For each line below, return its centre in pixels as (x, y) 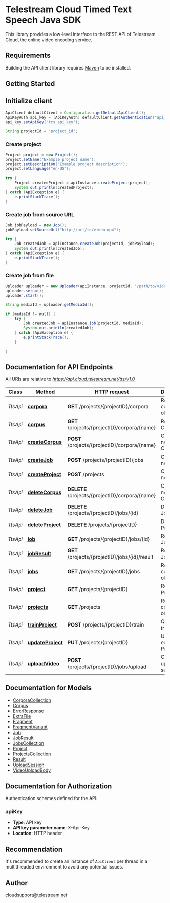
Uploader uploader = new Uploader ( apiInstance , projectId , (69, 286)
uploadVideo (44, 664)
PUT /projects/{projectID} (98, 643)
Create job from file (30, 275)
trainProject (42, 625)
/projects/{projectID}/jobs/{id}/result (111, 557)
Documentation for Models (49, 688)
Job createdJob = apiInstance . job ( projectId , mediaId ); (83, 323)
